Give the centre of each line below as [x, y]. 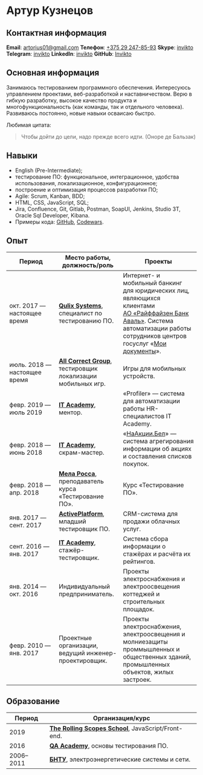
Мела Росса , [78, 474]
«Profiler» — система [154, 394]
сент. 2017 [26, 526]
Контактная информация [56, 33]
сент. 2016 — [29, 547]
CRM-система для [150, 514]
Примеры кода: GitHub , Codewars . [59, 222]
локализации [78, 376]
